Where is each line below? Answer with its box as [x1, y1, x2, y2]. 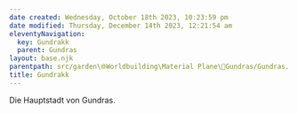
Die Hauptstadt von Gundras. [9, 95, 116, 105]
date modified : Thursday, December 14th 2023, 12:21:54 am [9, 21, 233, 30]
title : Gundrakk [9, 71, 69, 80]
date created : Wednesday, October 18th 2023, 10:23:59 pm [9, 12, 229, 22]
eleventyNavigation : [9, 29, 86, 38]
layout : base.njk [9, 54, 74, 63]
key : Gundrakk [17, 37, 69, 47]
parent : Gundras [17, 46, 77, 55]
